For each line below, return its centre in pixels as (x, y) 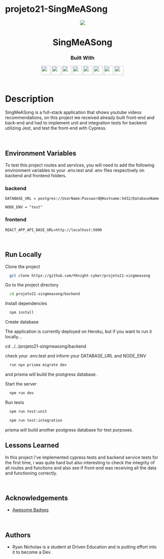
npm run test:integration (36, 420)
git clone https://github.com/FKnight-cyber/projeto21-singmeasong (80, 276)
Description (29, 99)
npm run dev (22, 393)
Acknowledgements (37, 498)
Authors (18, 535)
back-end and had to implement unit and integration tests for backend (76, 123)
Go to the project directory (32, 285)
